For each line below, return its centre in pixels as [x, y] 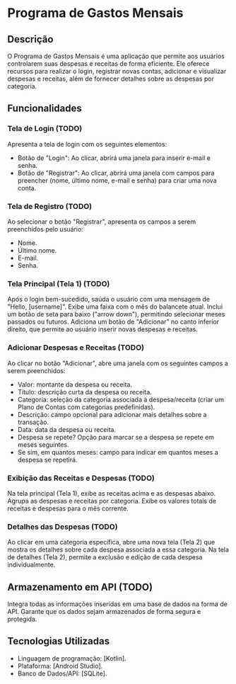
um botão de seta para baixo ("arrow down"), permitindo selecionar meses [116, 314]
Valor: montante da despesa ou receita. [75, 384]
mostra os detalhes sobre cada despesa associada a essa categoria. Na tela [118, 549]
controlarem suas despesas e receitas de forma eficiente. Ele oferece [108, 64]
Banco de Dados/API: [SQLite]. [62, 673]
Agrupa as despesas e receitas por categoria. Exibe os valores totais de [112, 501]
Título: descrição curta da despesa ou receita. [84, 392]
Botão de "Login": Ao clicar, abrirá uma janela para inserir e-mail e [114, 158]
